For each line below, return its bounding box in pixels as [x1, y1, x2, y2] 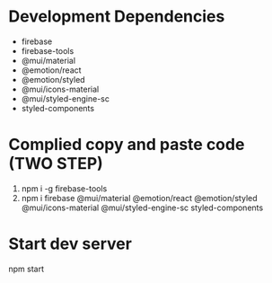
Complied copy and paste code [8, 135, 245, 155]
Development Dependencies [8, 6, 225, 27]
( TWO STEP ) [8, 154, 104, 174]
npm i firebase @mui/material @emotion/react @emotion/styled [21, 192, 258, 203]
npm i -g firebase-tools [21, 182, 108, 194]
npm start [8, 263, 45, 274]
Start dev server [8, 234, 132, 254]
